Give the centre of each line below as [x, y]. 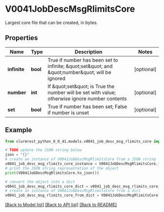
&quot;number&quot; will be [79, 72]
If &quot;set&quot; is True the [81, 86]
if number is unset [68, 113]
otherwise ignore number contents [87, 98]
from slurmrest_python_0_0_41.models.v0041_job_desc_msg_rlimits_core [78, 141]
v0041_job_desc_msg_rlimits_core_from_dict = [52, 195]
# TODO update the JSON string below [43, 150]
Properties [21, 38]
